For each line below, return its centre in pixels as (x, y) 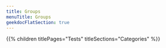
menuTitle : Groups (29, 17)
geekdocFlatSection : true (38, 22)
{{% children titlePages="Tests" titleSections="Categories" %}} (83, 39)
